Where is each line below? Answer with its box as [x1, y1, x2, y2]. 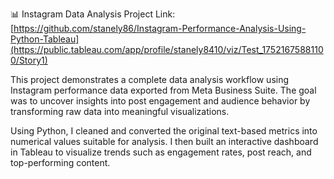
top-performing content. [10, 157, 111, 168]
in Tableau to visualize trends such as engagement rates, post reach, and [10, 146, 312, 158]
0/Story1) [10, 54, 48, 66]
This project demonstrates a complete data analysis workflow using [10, 74, 290, 85]
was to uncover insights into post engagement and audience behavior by [10, 95, 311, 107]
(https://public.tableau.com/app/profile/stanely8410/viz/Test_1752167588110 [10, 44, 324, 55]
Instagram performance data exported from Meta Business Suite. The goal [10, 84, 317, 96]
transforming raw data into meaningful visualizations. [10, 106, 230, 117]
